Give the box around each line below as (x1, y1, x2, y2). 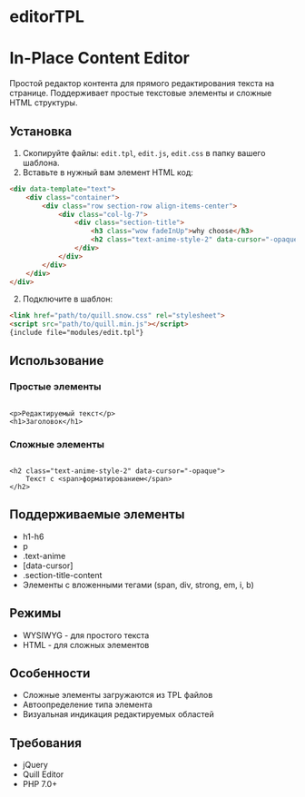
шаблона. (22, 157, 61, 168)
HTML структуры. (9, 97, 78, 108)
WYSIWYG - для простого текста (22, 629, 150, 641)
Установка (9, 123, 73, 139)
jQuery (22, 760, 48, 771)
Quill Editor (22, 769, 64, 780)
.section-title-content (22, 569, 103, 580)
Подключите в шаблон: (22, 293, 113, 305)
